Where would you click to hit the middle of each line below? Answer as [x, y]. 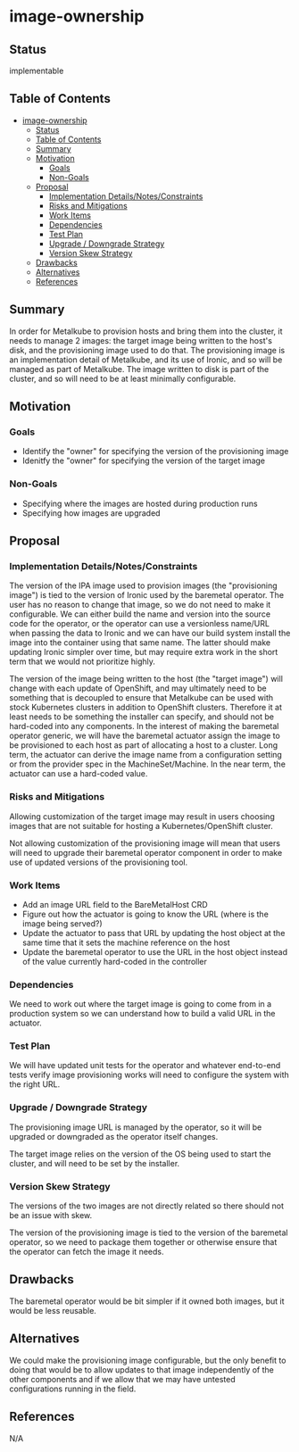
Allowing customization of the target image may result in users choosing [142, 816]
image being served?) [62, 923]
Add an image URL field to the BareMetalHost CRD [115, 904]
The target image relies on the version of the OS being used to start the [140, 1154]
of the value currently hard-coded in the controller [115, 961]
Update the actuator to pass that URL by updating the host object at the [154, 933]
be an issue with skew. [51, 1216]
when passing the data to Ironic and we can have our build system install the [150, 633]
